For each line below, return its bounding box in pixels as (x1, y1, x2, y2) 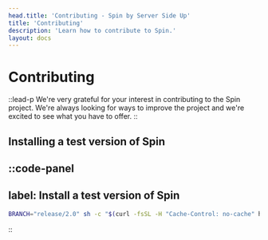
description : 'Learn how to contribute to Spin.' (8, 26, 177, 34)
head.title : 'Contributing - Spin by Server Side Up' (8, 11, 191, 20)
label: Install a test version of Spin (8, 189, 180, 203)
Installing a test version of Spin (8, 135, 166, 148)
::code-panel (8, 161, 74, 175)
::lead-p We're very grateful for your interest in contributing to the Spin (8, 95, 241, 104)
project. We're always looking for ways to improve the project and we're (8, 103, 245, 112)
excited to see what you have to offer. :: (8, 112, 138, 121)
